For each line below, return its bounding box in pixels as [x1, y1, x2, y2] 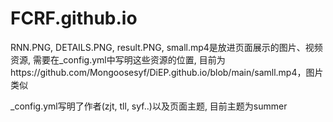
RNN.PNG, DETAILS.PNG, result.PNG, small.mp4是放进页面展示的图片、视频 [10, 41, 323, 53]
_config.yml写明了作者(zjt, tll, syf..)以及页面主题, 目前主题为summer [10, 100, 288, 112]
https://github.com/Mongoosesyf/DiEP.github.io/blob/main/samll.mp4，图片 [10, 66, 324, 78]
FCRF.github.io [10, 7, 138, 30]
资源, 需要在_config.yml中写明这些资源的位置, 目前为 [10, 53, 226, 66]
